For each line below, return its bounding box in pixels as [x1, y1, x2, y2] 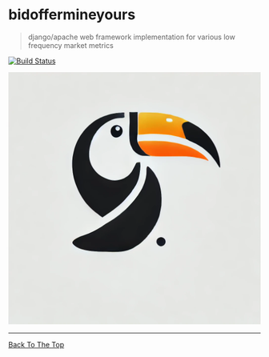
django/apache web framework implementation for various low [27, 32, 236, 42]
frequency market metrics [27, 40, 114, 50]
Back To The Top [8, 339, 65, 349]
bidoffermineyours [8, 6, 136, 24]
